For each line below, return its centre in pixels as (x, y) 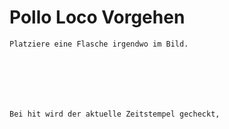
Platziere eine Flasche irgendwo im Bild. (99, 44)
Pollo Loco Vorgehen (97, 17)
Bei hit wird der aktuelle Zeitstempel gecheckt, (115, 114)
